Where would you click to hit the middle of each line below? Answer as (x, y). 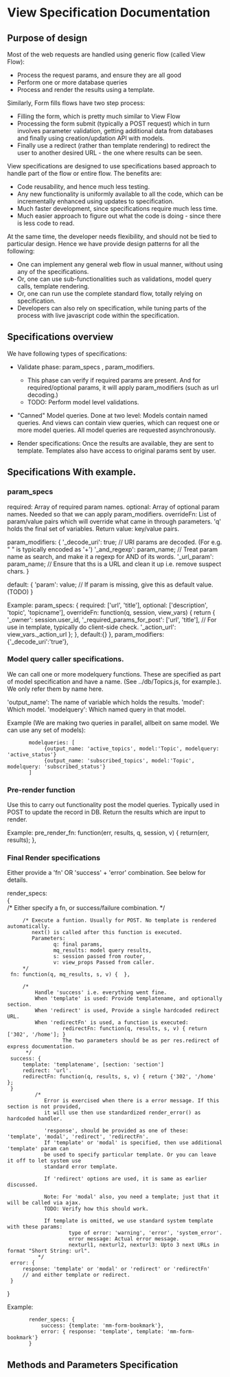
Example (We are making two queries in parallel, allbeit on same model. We (113, 722)
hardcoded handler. (35, 1119)
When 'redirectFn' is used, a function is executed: (112, 1023)
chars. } (18, 571)
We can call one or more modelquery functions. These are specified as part (114, 674)
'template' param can (38, 1149)
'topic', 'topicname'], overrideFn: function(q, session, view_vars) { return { (111, 612)
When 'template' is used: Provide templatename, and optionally (129, 999)
